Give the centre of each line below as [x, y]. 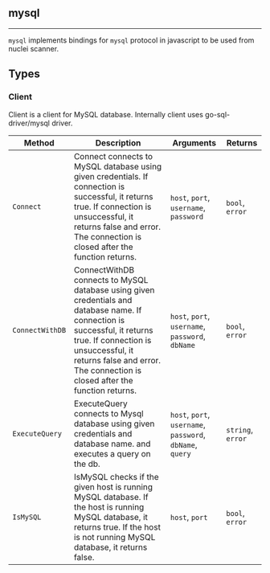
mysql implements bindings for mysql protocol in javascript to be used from [131, 40]
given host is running [113, 487]
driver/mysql [29, 123]
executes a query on [112, 453]
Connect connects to [113, 156]
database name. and [112, 444]
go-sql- [217, 114]
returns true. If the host [117, 527]
